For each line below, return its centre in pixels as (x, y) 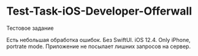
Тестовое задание (30, 28)
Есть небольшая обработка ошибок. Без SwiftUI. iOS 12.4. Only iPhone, (99, 40)
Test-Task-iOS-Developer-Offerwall (99, 11)
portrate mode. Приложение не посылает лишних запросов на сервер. (99, 46)
